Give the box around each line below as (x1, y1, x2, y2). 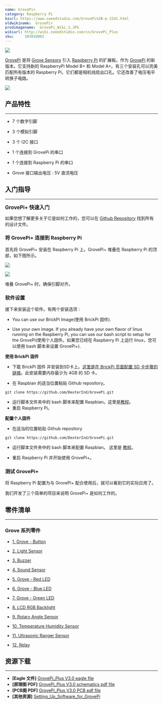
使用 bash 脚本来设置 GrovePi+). (16, 343, 81, 349)
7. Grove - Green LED (12, 595, 55, 601)
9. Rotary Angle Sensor (12, 614, 59, 620)
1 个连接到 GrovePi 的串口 (12, 149, 63, 155)
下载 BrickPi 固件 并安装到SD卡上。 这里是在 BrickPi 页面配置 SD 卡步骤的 (12, 364, 158, 370)
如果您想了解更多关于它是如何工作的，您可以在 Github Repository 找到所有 (5, 215, 154, 221)
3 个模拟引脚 (12, 128, 38, 134)
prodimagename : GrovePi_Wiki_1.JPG (5, 25, 79, 30)
